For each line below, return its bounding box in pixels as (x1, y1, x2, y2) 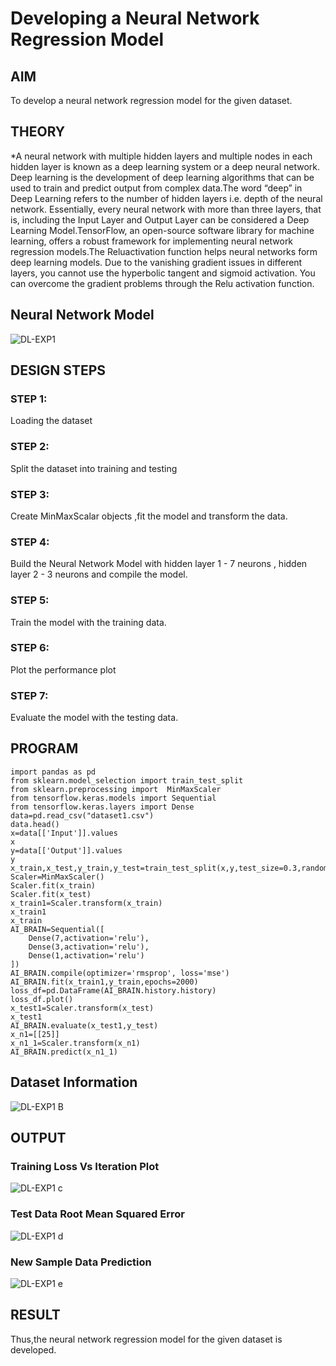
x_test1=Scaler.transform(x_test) (10, 1003, 155, 1013)
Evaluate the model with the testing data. (10, 712, 179, 724)
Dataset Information (10, 1074, 138, 1091)
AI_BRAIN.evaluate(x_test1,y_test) (10, 1020, 159, 1031)
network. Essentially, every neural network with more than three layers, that (10, 203, 322, 215)
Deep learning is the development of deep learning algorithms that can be (10, 171, 315, 183)
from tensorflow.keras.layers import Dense (10, 802, 195, 812)
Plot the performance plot (10, 663, 117, 676)
